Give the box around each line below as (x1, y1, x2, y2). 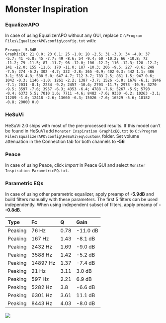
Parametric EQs (5, 180, 44, 187)
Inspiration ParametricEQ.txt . (5, 168, 69, 174)
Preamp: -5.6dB (5, 47, 37, 53)
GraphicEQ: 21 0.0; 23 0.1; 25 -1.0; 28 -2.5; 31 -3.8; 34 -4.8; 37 (5, 52, 150, 57)
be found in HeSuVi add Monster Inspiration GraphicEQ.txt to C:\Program (5, 128, 158, 134)
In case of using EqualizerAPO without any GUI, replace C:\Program (5, 32, 143, 38)
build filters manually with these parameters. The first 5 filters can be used (5, 197, 158, 203)
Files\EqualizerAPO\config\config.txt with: (5, 38, 97, 44)
